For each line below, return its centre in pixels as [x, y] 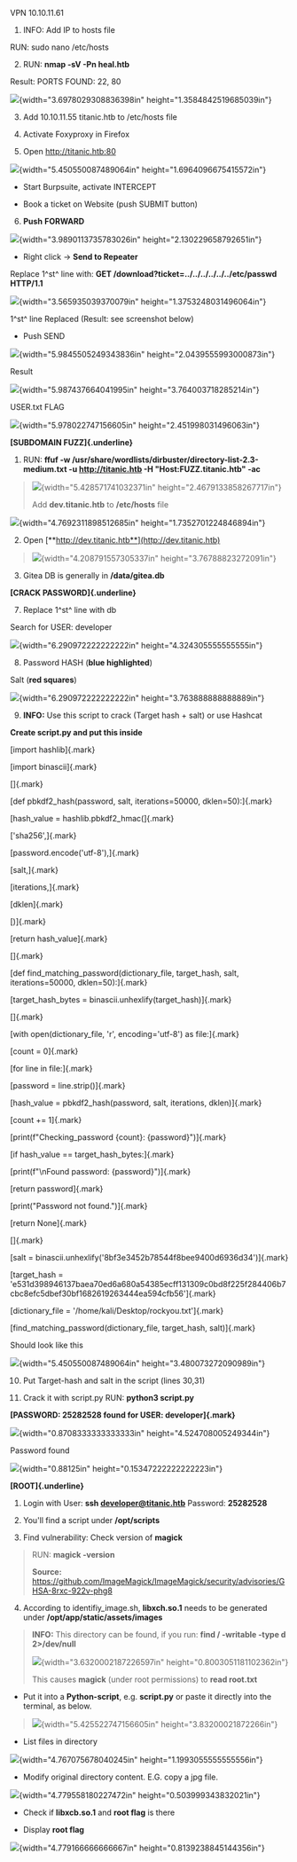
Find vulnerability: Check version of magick [102, 1537]
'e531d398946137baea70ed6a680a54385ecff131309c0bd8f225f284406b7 [148, 1284]
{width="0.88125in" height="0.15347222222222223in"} [121, 1469]
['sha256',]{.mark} [43, 836]
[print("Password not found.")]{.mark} [79, 1206]
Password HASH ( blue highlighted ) [88, 663]
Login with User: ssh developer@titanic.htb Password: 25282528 [145, 1503]
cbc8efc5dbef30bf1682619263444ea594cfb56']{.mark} [113, 1293]
